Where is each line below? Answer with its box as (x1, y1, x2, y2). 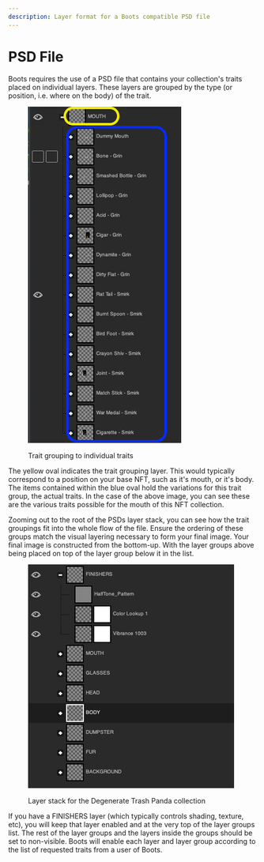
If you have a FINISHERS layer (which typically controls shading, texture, (8, 811, 244, 821)
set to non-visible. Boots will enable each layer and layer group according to (8, 836, 256, 845)
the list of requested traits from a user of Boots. (8, 845, 163, 854)
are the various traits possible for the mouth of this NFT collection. (8, 499, 224, 509)
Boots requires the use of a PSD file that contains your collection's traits (8, 73, 243, 83)
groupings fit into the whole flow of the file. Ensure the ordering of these (8, 523, 243, 533)
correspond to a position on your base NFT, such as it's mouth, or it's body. (8, 474, 255, 484)
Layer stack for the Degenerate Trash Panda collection (28, 796, 206, 805)
